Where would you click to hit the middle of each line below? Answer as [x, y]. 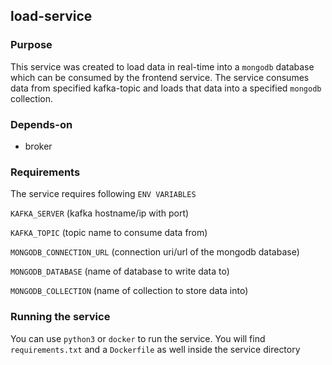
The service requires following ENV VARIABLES [103, 194]
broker [38, 146]
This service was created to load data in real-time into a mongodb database [162, 66]
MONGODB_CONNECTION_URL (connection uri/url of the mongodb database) [155, 252]
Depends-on [41, 124]
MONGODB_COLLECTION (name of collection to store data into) [129, 291]
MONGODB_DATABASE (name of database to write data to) [120, 271]
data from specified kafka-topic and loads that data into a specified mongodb [166, 88]
